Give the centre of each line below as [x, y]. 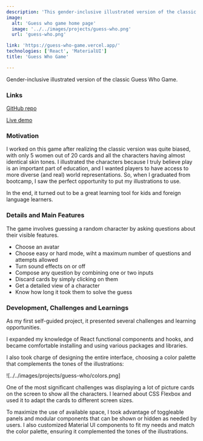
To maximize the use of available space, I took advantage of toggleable [95, 412]
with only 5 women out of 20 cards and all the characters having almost [96, 156]
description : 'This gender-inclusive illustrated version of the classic [101, 12]
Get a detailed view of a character [57, 285]
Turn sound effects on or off [50, 266]
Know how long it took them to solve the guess [73, 292]
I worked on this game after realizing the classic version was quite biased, [98, 149]
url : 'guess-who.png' [39, 35]
